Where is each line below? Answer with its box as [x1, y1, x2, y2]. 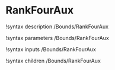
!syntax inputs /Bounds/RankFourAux [5, 45, 96, 53]
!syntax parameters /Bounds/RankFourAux [5, 34, 109, 41]
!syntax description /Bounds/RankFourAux [5, 23, 109, 30]
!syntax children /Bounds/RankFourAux [5, 57, 101, 64]
